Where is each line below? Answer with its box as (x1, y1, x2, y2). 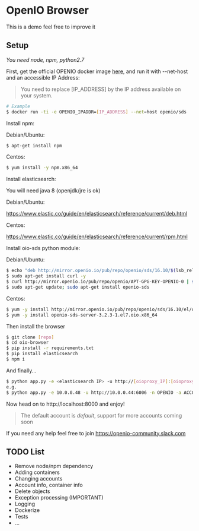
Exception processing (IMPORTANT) (14, 494, 104, 501)
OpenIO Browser (6, 4, 89, 17)
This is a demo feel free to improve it (6, 23, 96, 30)
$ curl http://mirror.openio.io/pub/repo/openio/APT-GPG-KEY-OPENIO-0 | (6, 279, 190, 285)
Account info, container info (14, 482, 83, 489)
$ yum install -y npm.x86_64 (6, 165, 78, 171)
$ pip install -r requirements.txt (6, 345, 94, 351)
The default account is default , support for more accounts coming (20, 412, 182, 419)
